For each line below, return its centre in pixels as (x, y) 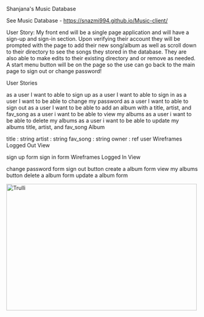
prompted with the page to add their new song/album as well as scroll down (101, 45)
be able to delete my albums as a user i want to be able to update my (93, 120)
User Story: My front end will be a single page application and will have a (98, 32)
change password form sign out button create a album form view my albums (102, 169)
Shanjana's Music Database (41, 9)
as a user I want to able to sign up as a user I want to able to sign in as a (97, 95)
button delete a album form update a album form (67, 175)
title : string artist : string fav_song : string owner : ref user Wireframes (94, 139)
